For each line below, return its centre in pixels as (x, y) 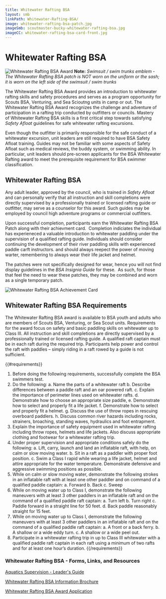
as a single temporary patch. (34, 280)
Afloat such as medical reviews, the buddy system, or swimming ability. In (81, 149)
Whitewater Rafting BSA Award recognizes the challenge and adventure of (81, 107)
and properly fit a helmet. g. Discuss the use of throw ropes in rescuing (85, 410)
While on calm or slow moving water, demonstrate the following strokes (85, 474)
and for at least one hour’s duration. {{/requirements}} (67, 548)
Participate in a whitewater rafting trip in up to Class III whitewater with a (86, 537)
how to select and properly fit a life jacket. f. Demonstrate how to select (85, 405)
